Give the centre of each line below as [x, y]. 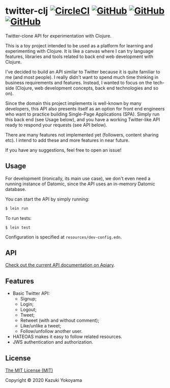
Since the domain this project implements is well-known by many [73, 103]
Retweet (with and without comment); [60, 320]
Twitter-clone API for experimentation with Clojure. [59, 36]
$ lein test [18, 227]
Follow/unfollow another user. [51, 331]
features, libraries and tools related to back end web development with [79, 57]
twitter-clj [27, 11]
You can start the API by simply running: [47, 199]
